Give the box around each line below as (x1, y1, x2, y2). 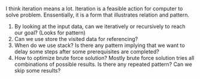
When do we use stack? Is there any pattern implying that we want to (14, 42, 185, 49)
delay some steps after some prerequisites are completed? (14, 48, 159, 55)
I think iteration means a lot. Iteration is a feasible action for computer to (5, 5, 183, 12)
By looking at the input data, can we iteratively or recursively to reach (14, 23, 186, 30)
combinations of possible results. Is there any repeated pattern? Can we (14, 61, 192, 68)
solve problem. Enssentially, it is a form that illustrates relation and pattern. (5, 11, 190, 18)
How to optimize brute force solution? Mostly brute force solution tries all (14, 55, 195, 61)
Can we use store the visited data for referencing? (14, 36, 138, 42)
